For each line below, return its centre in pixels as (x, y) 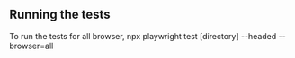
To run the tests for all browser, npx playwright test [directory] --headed (143, 36)
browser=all (31, 46)
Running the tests (60, 15)
